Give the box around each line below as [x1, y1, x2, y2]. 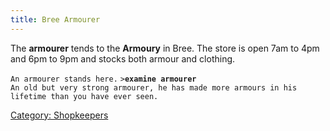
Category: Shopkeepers [10, 109, 109, 121]
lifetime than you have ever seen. [10, 91, 159, 101]
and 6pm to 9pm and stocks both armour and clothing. [10, 52, 236, 65]
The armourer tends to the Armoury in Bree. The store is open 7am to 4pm [10, 42, 320, 54]
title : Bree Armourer [10, 14, 101, 25]
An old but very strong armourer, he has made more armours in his [10, 82, 298, 93]
